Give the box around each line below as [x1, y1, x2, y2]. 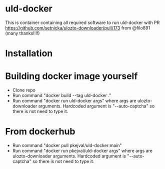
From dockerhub [5, 126, 75, 137]
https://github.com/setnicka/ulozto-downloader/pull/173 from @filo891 [5, 24, 150, 30]
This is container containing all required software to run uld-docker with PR [5, 19, 160, 25]
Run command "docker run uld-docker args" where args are [12, 98, 136, 104]
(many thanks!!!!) [5, 30, 40, 36]
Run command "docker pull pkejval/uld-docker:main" [12, 142, 122, 148]
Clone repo [12, 87, 36, 93]
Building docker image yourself [5, 70, 138, 82]
